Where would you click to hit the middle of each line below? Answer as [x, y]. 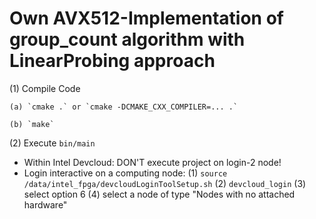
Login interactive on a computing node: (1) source [125, 173]
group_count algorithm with [127, 39]
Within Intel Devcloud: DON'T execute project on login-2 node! [152, 162]
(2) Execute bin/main [52, 143]
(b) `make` [32, 124]
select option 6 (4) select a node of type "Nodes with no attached [159, 194]
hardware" [45, 204]
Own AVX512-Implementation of [146, 18]
